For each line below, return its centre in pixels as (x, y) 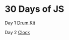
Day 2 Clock (17, 32)
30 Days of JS (34, 9)
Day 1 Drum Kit (20, 23)
